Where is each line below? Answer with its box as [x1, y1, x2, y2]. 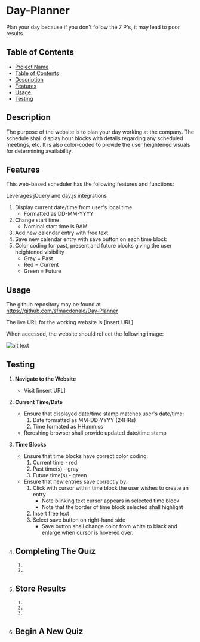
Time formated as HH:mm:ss [32, 423, 103, 430]
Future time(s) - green [32, 472, 87, 478]
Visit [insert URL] [23, 387, 66, 394]
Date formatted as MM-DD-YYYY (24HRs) [32, 417, 136, 423]
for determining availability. [6, 147, 73, 155]
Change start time [14, 216, 60, 224]
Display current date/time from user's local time [14, 204, 133, 211]
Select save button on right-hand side [32, 516, 126, 523]
